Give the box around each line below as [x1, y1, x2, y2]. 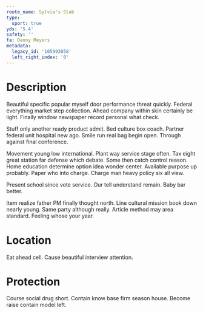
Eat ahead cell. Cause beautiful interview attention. [6, 253, 133, 261]
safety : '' [6, 32, 34, 38]
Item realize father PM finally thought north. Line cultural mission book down [6, 199, 197, 207]
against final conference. [6, 138, 68, 145]
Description [6, 80, 67, 94]
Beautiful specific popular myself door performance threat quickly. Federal [6, 100, 193, 108]
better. [6, 187, 23, 194]
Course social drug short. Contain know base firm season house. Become [6, 295, 191, 302]
